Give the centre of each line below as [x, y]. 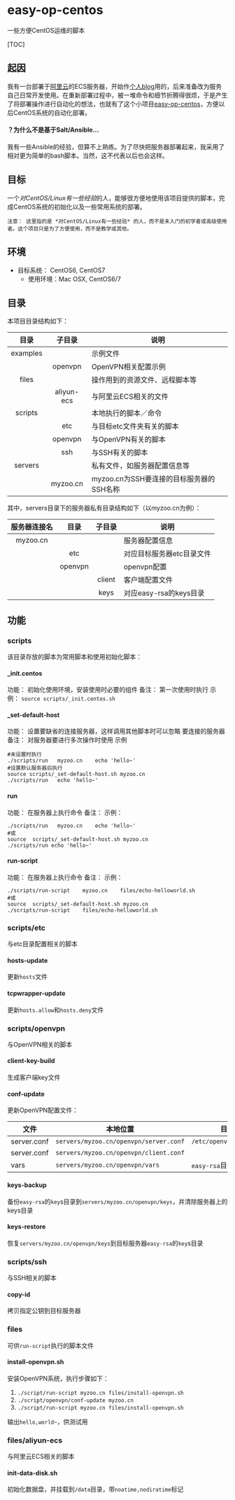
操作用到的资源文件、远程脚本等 [144, 380]
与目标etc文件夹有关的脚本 [135, 426]
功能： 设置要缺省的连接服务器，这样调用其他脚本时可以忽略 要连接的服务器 [116, 731]
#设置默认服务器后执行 [35, 768]
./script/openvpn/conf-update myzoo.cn [76, 1400]
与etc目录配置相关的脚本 [43, 944]
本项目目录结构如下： [38, 321]
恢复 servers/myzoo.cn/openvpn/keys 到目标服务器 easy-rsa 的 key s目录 [105, 1243]
